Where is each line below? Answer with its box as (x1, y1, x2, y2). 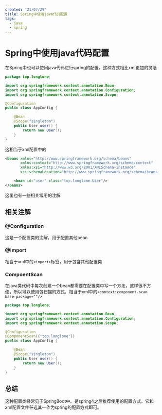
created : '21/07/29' (5, 7, 47, 12)
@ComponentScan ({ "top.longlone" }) (5, 334, 75, 339)
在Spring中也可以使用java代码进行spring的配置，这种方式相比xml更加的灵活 (5, 65, 157, 71)
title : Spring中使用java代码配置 (5, 12, 68, 17)
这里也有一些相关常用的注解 (5, 192, 61, 198)
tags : (5, 16, 16, 21)
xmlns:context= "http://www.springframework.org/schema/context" (20, 161, 153, 165)
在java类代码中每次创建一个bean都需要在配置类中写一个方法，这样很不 (5, 283, 147, 289)
